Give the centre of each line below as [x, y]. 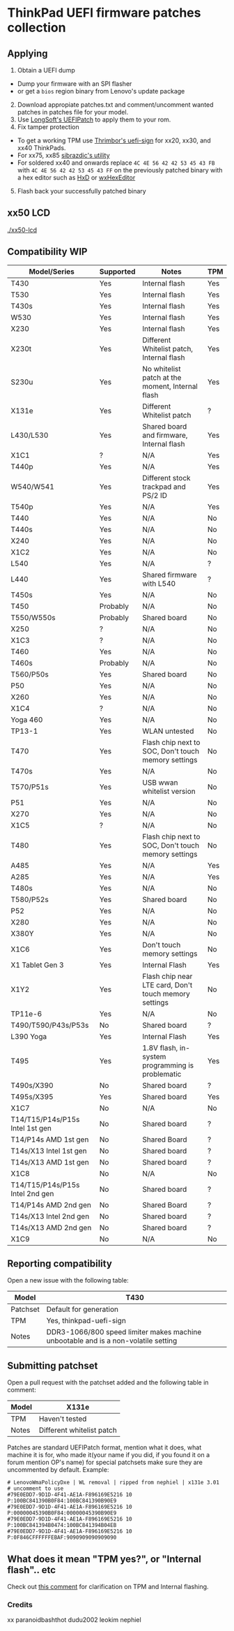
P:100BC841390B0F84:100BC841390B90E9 [62, 1501]
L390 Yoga [29, 1036]
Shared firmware [170, 575]
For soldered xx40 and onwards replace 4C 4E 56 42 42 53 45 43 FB [116, 163]
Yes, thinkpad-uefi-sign [86, 1321]
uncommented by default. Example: [58, 1470]
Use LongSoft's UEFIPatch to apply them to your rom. [94, 119]
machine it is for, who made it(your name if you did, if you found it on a [109, 1455]
